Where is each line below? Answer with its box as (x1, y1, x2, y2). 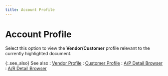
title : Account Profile (5, 7, 55, 12)
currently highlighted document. (5, 50, 72, 56)
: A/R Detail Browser (5, 65, 47, 71)
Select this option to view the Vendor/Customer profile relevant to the (5, 45, 150, 51)
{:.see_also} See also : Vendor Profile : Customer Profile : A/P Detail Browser (5, 60, 163, 66)
